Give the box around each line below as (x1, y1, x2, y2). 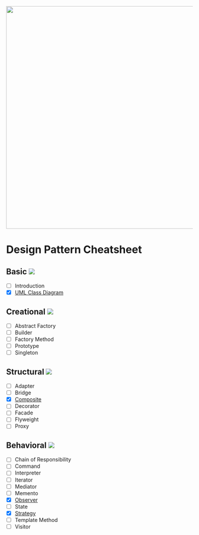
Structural (6, 366, 44, 376)
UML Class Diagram (14, 289, 64, 296)
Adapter (14, 382, 35, 390)
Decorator (14, 403, 40, 410)
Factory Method (14, 335, 54, 343)
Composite (14, 396, 42, 403)
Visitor (14, 523, 31, 530)
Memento (14, 489, 38, 496)
